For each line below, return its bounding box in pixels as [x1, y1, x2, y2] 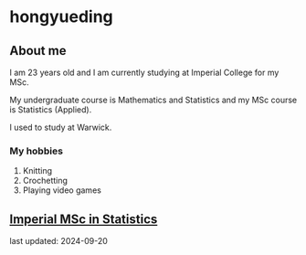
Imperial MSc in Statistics [9, 211, 158, 227]
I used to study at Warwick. [9, 122, 112, 133]
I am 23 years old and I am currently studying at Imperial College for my [9, 67, 280, 78]
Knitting [22, 165, 53, 176]
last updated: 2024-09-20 [9, 236, 108, 247]
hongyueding [9, 6, 114, 27]
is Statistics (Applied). [9, 104, 92, 115]
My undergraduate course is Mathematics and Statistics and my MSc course [9, 94, 298, 105]
